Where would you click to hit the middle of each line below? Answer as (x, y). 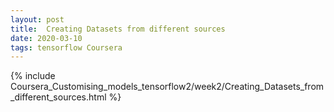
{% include (33, 76)
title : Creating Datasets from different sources (118, 29)
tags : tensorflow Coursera (66, 47)
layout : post (37, 19)
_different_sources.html (58, 97)
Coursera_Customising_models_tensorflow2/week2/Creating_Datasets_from (167, 87)
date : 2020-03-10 (46, 38)
